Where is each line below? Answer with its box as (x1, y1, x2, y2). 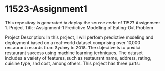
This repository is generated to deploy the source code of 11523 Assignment (5, 20, 160, 25)
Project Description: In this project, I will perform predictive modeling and (5, 34, 154, 40)
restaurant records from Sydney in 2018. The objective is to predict (5, 45, 141, 50)
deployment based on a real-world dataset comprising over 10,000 (5, 39, 140, 45)
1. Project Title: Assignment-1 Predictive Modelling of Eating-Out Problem (5, 24, 154, 30)
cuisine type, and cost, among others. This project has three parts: (5, 60, 140, 66)
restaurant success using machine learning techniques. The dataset (5, 50, 143, 56)
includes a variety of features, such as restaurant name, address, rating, (5, 55, 152, 61)
